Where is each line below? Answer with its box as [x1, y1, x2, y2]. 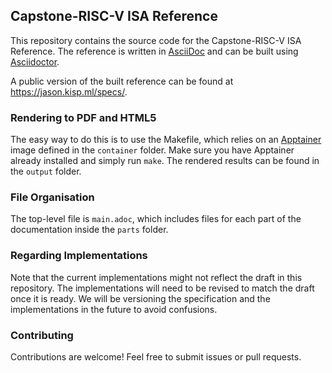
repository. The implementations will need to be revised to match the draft [10, 282, 315, 294]
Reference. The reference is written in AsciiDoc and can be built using [10, 45, 299, 57]
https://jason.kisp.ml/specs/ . [10, 85, 128, 98]
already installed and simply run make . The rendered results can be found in [10, 155, 320, 167]
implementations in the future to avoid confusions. [10, 303, 218, 315]
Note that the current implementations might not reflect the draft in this [10, 271, 303, 283]
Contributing [10, 328, 74, 342]
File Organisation [10, 190, 95, 204]
